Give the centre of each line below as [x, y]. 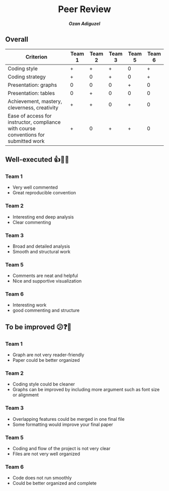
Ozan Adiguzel [84, 23]
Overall [17, 40]
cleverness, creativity [33, 107]
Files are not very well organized [46, 454]
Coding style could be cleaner [44, 384]
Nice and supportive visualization [47, 281]
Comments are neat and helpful [45, 276]
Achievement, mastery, [35, 101]
